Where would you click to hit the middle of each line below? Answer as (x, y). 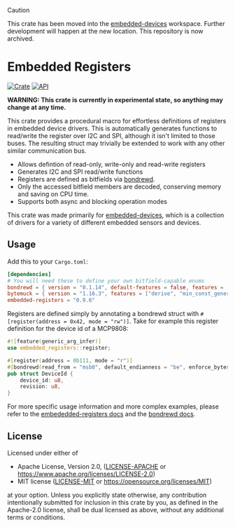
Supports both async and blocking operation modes (92, 201)
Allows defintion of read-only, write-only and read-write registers (112, 164)
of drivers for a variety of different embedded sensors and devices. (104, 222)
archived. (21, 39)
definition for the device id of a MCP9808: (68, 329)
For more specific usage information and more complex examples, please (113, 406)
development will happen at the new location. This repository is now (106, 31)
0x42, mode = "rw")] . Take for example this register (144, 321)
